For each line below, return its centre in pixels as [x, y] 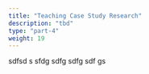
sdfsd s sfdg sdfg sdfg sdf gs [57, 61]
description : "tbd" [41, 23]
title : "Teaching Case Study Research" [75, 16]
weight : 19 [27, 38]
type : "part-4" [34, 31]
